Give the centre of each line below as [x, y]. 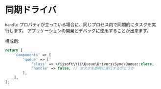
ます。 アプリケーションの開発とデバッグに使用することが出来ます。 [82, 30]
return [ [14, 50]
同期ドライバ [31, 10]
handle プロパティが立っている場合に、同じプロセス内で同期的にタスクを [78, 24]
